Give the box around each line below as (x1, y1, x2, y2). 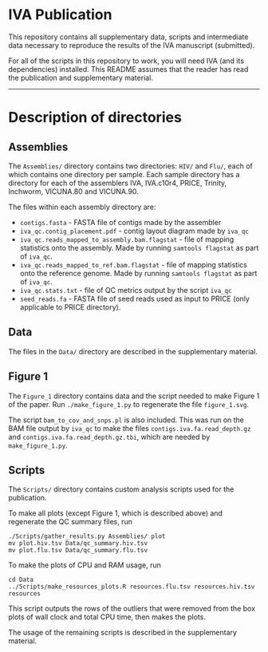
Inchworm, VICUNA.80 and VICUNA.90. (8, 186, 140, 196)
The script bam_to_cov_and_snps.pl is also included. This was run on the (8, 415, 245, 425)
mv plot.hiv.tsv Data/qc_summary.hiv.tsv (8, 539, 148, 547)
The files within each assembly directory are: (8, 202, 156, 211)
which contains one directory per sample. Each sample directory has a (8, 169, 240, 179)
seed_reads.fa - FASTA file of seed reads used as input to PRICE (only (19, 294, 250, 303)
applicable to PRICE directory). (19, 302, 121, 312)
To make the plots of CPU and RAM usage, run (8, 560, 161, 570)
